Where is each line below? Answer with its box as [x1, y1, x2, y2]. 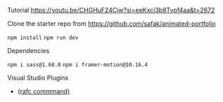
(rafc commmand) [17, 87, 70, 95]
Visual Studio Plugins [7, 73, 69, 82]
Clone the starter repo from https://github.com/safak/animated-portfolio [7, 20, 216, 27]
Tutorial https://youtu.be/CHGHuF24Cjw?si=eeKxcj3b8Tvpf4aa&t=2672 [7, 6, 215, 14]
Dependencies [7, 47, 50, 54]
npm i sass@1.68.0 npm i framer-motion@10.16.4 [7, 61, 148, 68]
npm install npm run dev [7, 34, 79, 41]
